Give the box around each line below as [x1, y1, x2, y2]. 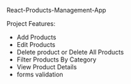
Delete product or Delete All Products [16, 48, 124, 56]
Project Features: [6, 20, 56, 27]
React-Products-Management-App [6, 6, 107, 14]
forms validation [16, 70, 63, 78]
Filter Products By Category [16, 55, 97, 64]
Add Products [16, 33, 56, 41]
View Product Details [16, 63, 77, 71]
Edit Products [16, 41, 56, 48]
